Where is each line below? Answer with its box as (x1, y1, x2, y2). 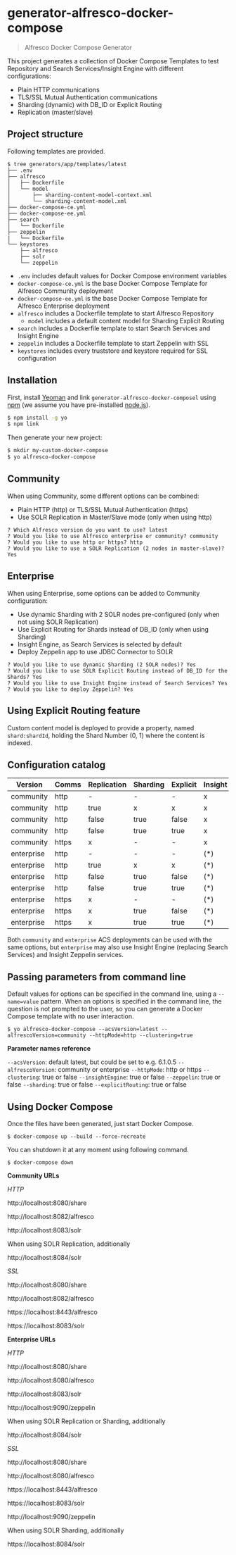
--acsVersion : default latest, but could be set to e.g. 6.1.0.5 (7, 1058, 177, 1066)
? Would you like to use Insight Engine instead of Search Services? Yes (7, 680, 228, 687)
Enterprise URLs (7, 1335, 56, 1343)
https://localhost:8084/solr (7, 1540, 86, 1548)
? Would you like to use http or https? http (7, 539, 143, 546)
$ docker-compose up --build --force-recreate (7, 1132, 146, 1140)
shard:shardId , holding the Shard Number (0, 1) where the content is (7, 731, 205, 739)
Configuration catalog (7, 758, 106, 770)
